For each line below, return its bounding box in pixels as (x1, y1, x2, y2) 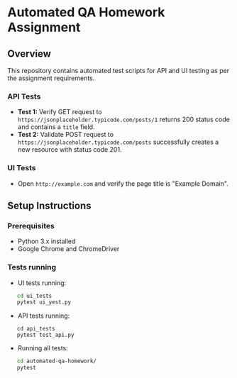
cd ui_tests (16, 292, 53, 299)
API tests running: (17, 311, 70, 320)
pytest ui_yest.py (16, 299, 72, 306)
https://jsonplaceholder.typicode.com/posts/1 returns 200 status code (17, 115, 231, 124)
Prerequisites (7, 221, 55, 230)
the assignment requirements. (7, 74, 95, 82)
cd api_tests (16, 326, 55, 333)
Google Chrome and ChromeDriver (17, 245, 120, 253)
